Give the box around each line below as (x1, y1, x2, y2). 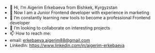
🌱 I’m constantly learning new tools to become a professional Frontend (9, 15, 151, 20)
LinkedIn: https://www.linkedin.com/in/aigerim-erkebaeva (9, 42, 125, 48)
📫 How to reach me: (9, 30, 51, 36)
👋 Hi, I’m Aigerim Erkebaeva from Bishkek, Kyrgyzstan (9, 5, 118, 10)
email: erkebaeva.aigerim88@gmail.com (9, 38, 91, 43)
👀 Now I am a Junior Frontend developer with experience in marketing (9, 10, 149, 15)
